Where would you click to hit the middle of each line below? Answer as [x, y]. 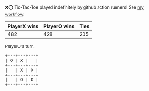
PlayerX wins [23, 26]
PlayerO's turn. [20, 46]
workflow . [15, 14]
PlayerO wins [59, 26]
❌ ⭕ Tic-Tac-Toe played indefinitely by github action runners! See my [74, 7]
